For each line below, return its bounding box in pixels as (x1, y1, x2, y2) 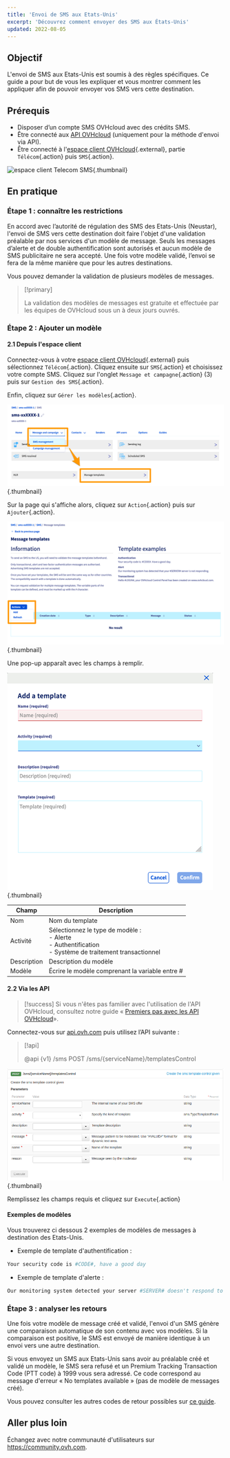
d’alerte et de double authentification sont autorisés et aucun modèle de (7, 244, 212, 252)
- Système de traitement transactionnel (48, 948, 160, 956)
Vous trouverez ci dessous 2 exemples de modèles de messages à (7, 1226, 196, 1234)
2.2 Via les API (7, 985, 50, 993)
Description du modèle (48, 957, 114, 966)
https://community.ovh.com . (7, 1443, 87, 1451)
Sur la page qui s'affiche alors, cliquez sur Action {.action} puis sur (7, 501, 196, 509)
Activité (10, 937, 32, 945)
